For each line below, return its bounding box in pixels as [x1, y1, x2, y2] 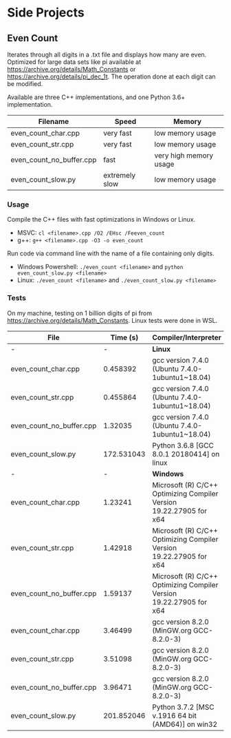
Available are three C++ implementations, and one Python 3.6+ [7, 93, 186, 101]
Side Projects [7, 5, 85, 21]
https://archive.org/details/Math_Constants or [7, 65, 136, 73]
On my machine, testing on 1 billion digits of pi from [7, 308, 153, 317]
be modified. [7, 80, 43, 87]
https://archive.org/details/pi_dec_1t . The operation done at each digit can [7, 72, 216, 81]
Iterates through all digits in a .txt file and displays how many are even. [7, 50, 207, 59]
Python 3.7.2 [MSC [152, 702, 214, 712]
